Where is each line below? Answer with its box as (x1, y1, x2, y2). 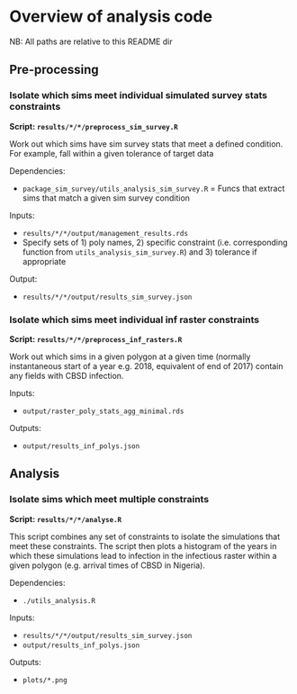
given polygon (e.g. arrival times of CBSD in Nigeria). (9, 560, 205, 571)
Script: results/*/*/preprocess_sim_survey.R (9, 121, 178, 131)
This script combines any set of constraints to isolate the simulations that (9, 531, 281, 542)
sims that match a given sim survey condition (22, 192, 191, 203)
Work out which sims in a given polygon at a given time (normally (9, 351, 251, 362)
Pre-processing (9, 62, 99, 77)
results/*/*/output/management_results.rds (22, 229, 189, 238)
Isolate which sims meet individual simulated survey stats (9, 89, 268, 102)
